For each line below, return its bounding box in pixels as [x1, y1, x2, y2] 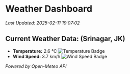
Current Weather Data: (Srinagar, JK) [5, 34, 126, 43]
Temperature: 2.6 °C [12, 48, 57, 54]
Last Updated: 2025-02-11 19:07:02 [5, 20, 80, 26]
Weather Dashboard [5, 3, 93, 15]
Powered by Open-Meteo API [5, 63, 67, 69]
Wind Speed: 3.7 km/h [12, 53, 61, 59]
